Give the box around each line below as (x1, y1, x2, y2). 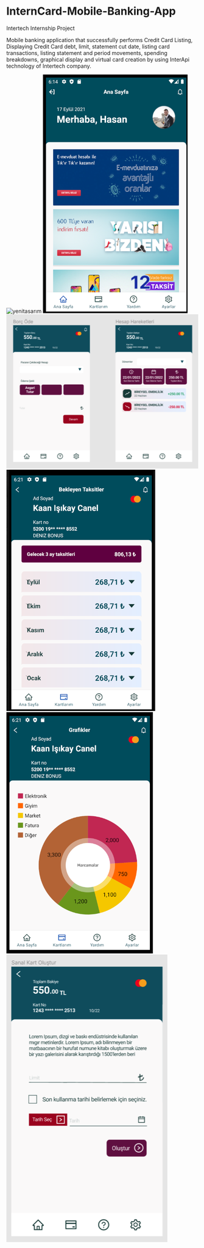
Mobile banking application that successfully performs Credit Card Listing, (6, 36, 193, 43)
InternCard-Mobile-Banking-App (6, 4, 176, 18)
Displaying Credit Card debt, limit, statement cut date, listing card (6, 43, 171, 50)
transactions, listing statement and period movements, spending (6, 49, 167, 56)
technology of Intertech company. (6, 62, 91, 70)
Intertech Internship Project (6, 24, 75, 32)
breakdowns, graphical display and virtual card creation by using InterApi (6, 56, 190, 63)
